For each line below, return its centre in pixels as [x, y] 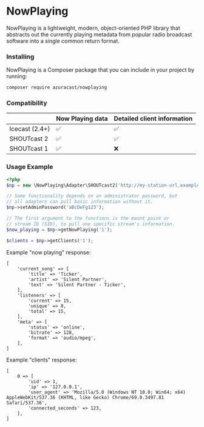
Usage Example [30, 167]
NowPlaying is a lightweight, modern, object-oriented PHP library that [93, 28]
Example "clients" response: [42, 360]
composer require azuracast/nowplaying [57, 87]
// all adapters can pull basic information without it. [80, 202]
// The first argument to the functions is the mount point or [88, 219]
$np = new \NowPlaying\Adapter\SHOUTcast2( [62, 185]
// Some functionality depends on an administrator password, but [92, 196]
